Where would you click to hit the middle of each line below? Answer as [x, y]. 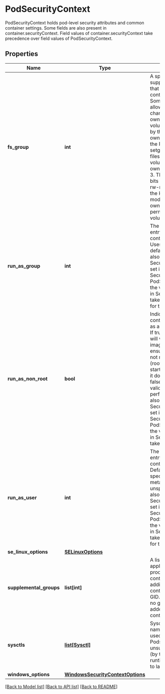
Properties [22, 54]
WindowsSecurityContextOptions [105, 674]
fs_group [18, 147]
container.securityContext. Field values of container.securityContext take [79, 33]
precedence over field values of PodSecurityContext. [59, 38]
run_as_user [22, 497]
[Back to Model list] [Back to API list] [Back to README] [61, 687]
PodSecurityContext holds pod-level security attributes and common [75, 23]
